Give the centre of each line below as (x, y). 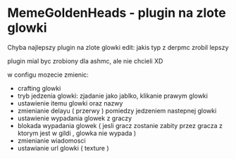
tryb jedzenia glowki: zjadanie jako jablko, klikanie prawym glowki (112, 96)
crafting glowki (39, 88)
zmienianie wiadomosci (51, 140)
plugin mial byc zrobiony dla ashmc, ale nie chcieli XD (85, 61)
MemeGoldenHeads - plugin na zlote (117, 13)
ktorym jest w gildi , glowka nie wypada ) (77, 133)
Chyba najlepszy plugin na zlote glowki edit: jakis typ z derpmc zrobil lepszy (118, 47)
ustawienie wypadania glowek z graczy (75, 118)
